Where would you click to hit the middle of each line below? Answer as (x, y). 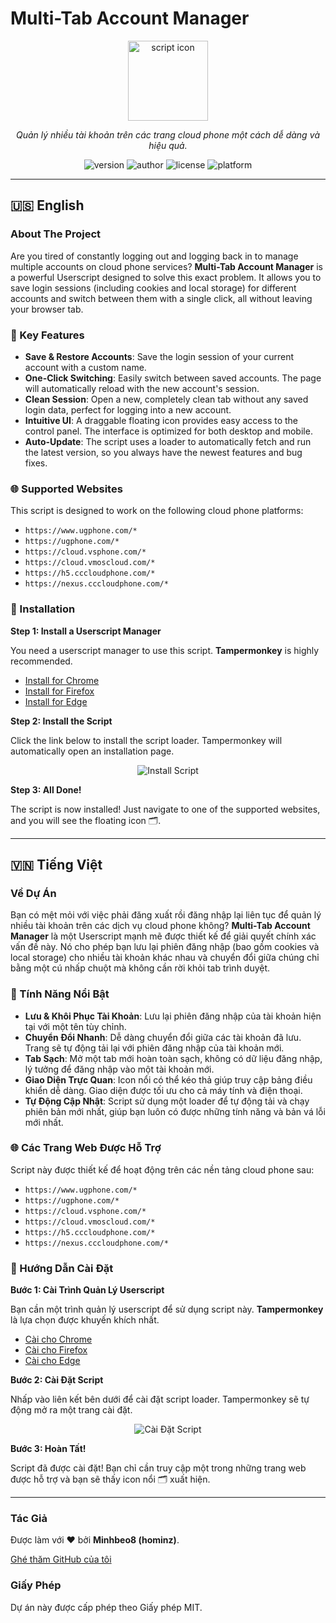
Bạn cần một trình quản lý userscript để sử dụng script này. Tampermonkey (167, 1309)
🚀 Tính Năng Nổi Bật (60, 994)
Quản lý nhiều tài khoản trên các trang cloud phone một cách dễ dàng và (168, 134)
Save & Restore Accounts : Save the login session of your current (159, 356)
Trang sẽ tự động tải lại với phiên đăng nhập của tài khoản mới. (154, 1048)
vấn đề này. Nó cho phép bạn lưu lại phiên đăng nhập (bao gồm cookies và (165, 947)
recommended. (41, 661)
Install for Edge (56, 701)
